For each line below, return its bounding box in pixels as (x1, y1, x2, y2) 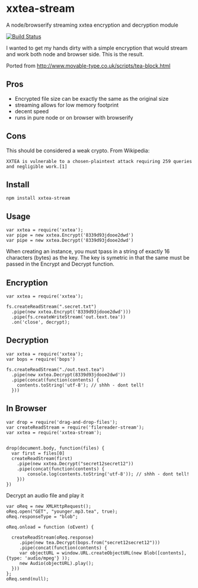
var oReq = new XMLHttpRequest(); (6, 503, 92, 509)
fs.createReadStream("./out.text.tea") (6, 366, 105, 372)
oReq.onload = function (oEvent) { (6, 524, 94, 530)
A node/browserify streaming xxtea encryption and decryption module (6, 21, 179, 28)
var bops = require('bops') (6, 356, 76, 362)
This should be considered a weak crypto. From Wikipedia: (6, 147, 150, 154)
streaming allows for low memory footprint (14, 101, 119, 108)
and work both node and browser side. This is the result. (6, 50, 144, 57)
